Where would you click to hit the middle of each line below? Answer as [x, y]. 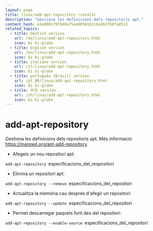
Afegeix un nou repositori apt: [44, 154]
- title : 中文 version [33, 90]
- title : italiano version [38, 62]
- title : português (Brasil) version [50, 76]
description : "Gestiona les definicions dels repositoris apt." [74, 19]
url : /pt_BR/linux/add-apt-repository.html [61, 81]
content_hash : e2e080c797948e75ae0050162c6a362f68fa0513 [67, 24]
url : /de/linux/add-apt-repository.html [58, 39]
